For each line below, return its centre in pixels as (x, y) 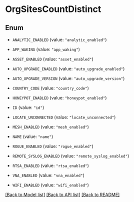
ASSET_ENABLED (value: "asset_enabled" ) (53, 59)
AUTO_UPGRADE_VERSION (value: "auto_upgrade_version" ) (68, 78)
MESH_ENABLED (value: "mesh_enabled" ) (50, 127)
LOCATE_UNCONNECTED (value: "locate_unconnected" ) (64, 117)
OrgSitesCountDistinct (53, 9)
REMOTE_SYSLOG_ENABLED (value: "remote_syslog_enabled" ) (71, 156)
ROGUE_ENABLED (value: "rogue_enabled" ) (53, 146)
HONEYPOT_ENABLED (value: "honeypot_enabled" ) (59, 98)
